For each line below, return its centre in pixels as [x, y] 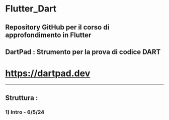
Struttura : [22, 98]
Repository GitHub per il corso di [57, 27]
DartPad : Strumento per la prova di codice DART [83, 52]
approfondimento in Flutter [48, 35]
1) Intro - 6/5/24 [25, 112]
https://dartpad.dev [48, 73]
